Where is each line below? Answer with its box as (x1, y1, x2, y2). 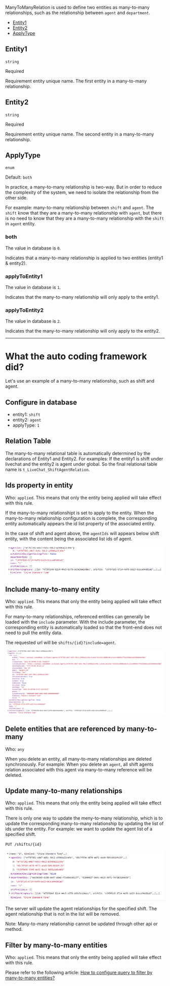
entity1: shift (12, 412, 40, 418)
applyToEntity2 (5, 306, 44, 313)
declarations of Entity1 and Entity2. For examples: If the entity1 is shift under (5, 456, 163, 462)
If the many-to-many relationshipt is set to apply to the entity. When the (5, 510, 154, 516)
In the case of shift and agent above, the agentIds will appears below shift (5, 530, 159, 536)
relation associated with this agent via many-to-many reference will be (5, 766, 152, 772)
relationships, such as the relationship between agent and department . (5, 10, 151, 16)
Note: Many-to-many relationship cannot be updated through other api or (5, 921, 158, 927)
